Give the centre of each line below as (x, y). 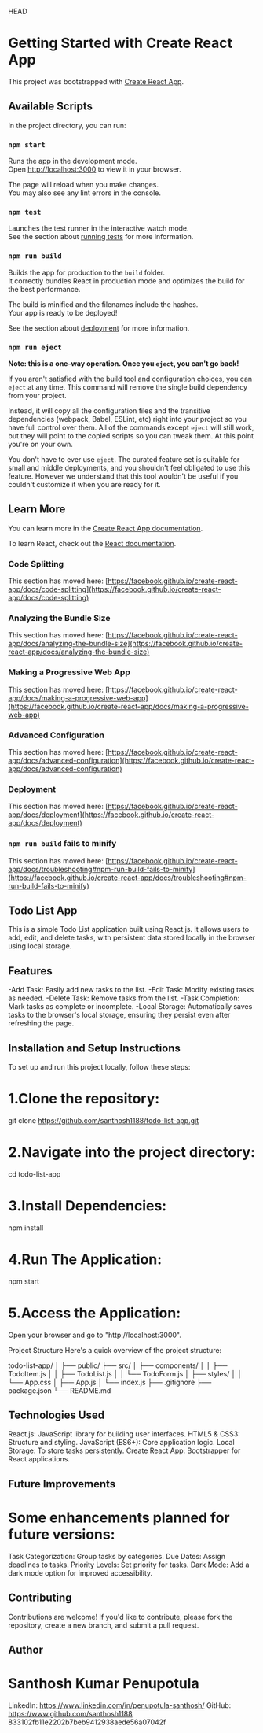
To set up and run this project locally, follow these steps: (99, 1066)
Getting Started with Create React (121, 43)
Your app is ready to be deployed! (63, 312)
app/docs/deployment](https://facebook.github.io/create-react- (111, 815)
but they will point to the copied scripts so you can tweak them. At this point (131, 435)
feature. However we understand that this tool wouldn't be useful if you (123, 476)
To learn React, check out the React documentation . (92, 543)
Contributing (40, 1598)
